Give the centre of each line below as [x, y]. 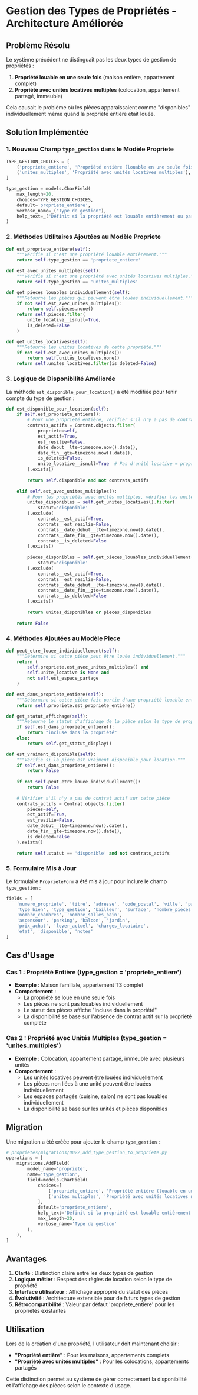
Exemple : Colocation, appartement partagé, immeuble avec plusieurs [100, 1058]
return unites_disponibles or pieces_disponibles [89, 612]
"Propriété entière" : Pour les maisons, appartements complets [92, 1355]
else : [24, 738]
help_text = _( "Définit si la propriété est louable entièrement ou [100, 216]
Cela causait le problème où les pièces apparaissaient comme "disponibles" [98, 107]
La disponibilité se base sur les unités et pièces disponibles [95, 1109]
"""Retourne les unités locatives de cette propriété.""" [89, 347]
